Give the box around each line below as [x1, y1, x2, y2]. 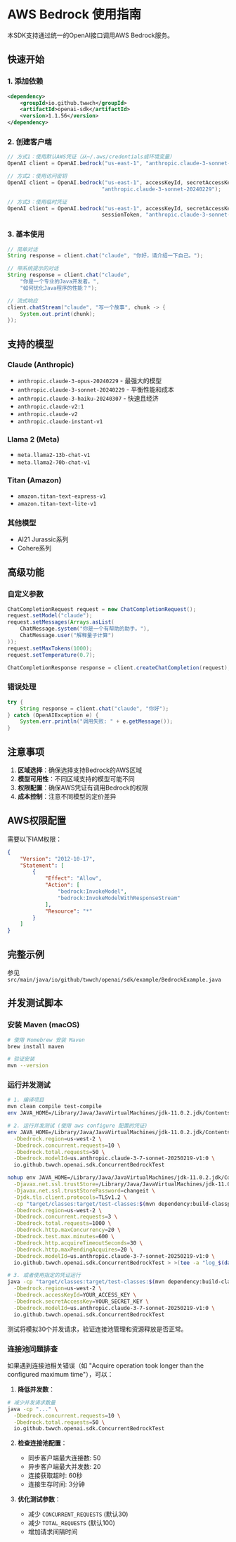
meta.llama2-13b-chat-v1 [17, 451, 91, 459]
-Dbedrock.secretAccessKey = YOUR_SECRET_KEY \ [13, 1298, 150, 1305]
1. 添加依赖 [7, 77, 44, 86]
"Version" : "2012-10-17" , [20, 855, 96, 862]
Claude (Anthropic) [7, 359, 74, 369]
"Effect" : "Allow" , [44, 875, 102, 882]
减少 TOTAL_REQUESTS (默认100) [27, 1519, 116, 1527]
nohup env [7, 1174, 37, 1181]
